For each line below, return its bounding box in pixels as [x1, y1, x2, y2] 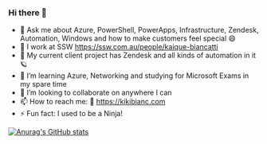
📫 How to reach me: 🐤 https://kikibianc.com [19, 97, 166, 107]
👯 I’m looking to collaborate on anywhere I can [19, 88, 173, 98]
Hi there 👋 [8, 7, 48, 18]
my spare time [19, 80, 68, 89]
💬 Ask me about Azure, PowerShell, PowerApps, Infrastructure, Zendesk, [19, 25, 259, 35]
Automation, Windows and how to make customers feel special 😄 [19, 33, 237, 43]
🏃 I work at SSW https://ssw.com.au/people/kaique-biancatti [19, 42, 218, 52]
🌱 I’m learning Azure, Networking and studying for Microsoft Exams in [19, 71, 249, 80]
